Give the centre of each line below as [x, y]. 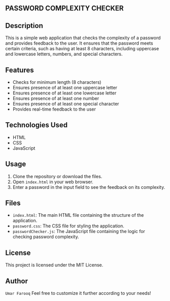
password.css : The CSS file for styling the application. [68, 226]
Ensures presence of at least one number [56, 98]
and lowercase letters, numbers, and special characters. [64, 54]
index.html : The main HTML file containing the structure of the [78, 215]
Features [20, 70]
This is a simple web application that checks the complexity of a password [83, 38]
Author [16, 281]
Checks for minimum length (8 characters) [57, 82]
